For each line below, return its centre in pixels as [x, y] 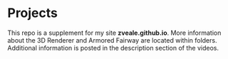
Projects [33, 13]
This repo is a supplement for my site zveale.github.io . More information [114, 33]
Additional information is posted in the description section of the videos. [113, 48]
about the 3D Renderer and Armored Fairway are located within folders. [112, 40]
